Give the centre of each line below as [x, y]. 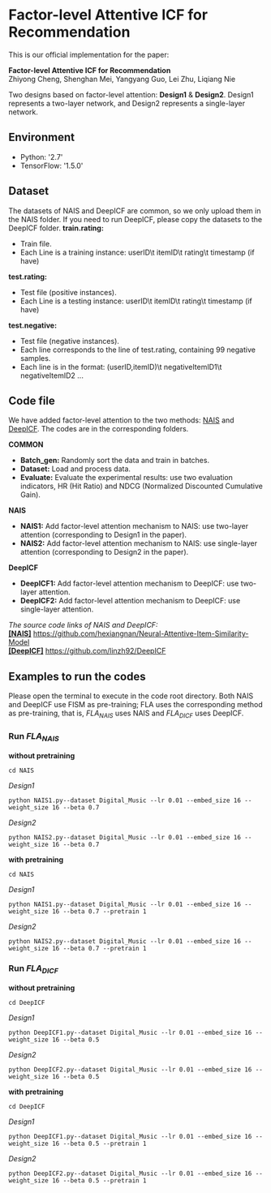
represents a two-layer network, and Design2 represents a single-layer [127, 103]
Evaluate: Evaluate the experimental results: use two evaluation [127, 478]
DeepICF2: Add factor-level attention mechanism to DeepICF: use [130, 601]
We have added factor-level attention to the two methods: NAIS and [121, 420]
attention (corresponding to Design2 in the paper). [104, 552]
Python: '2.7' [41, 157]
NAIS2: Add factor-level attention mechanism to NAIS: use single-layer [139, 543]
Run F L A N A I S [34, 737]
